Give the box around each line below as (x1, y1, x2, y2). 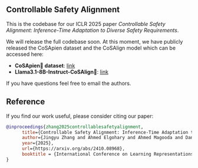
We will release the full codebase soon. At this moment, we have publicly (6, 38, 183, 45)
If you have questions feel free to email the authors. (6, 80, 131, 87)
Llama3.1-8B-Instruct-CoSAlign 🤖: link (14, 68, 109, 75)
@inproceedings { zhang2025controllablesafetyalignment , (6, 124, 144, 130)
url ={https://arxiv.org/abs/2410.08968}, (21, 146, 126, 152)
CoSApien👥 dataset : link (14, 62, 75, 69)
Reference (6, 97, 45, 107)
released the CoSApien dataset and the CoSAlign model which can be (6, 44, 176, 51)
